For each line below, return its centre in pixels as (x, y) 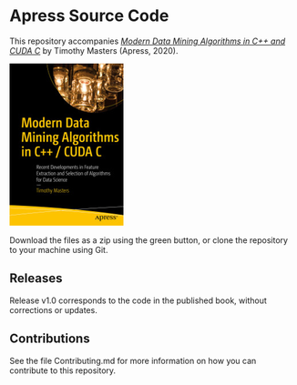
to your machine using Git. (59, 249)
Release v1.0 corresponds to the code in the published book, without (138, 300)
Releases (36, 279)
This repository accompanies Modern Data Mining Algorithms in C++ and (148, 41)
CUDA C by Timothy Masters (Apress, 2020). (94, 50)
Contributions (50, 339)
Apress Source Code (89, 16)
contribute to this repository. (63, 370)
